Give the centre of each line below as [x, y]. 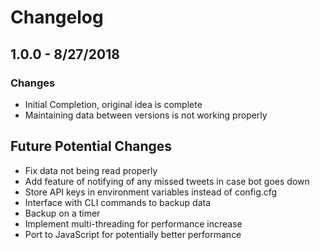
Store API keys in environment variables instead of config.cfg [151, 192]
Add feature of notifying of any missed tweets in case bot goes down [167, 181]
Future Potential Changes [91, 146]
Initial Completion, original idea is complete [113, 104]
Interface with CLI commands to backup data [118, 202]
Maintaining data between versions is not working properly [146, 115]
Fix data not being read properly [91, 170]
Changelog [57, 17]
